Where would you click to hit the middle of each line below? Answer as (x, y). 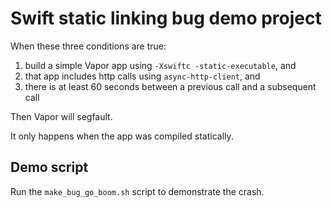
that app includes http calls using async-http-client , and (142, 76)
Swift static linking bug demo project (166, 18)
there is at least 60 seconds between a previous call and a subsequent (170, 86)
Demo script (49, 167)
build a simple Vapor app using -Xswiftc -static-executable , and (160, 65)
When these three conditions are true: (88, 46)
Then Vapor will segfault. (61, 116)
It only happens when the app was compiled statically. (122, 136)
